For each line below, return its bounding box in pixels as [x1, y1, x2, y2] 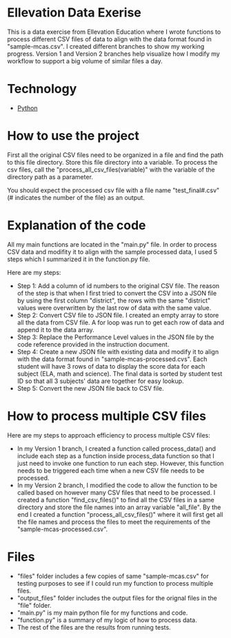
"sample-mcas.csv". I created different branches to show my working [7, 42, 205, 50]
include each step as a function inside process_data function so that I [17, 451, 215, 460]
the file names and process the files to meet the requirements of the [17, 517, 211, 526]
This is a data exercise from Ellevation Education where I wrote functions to [7, 28, 221, 36]
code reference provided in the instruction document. [17, 340, 170, 349]
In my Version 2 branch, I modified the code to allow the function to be [17, 481, 218, 489]
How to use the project [7, 128, 139, 144]
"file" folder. [17, 601, 52, 609]
